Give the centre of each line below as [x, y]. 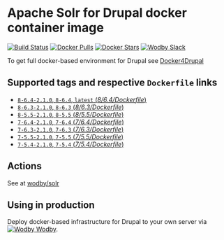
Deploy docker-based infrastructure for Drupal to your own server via [107, 222]
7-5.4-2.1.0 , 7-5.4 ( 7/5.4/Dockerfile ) [70, 144]
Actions [24, 166]
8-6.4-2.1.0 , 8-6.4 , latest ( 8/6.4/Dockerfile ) [82, 99]
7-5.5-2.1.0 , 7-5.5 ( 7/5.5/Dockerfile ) [70, 136]
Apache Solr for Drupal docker [97, 13]
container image [56, 28]
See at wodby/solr [33, 183]
